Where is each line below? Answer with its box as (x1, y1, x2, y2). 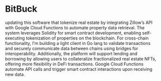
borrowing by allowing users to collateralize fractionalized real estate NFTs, (5, 56, 157, 61)
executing (5, 35, 25, 41)
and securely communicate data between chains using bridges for (5, 45, 138, 51)
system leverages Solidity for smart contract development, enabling (5, 30, 141, 36)
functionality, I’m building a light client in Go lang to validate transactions (5, 40, 151, 46)
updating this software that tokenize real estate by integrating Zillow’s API (5, 20, 153, 25)
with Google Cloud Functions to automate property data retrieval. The (5, 24, 145, 30)
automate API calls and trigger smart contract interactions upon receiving (5, 66, 153, 72)
